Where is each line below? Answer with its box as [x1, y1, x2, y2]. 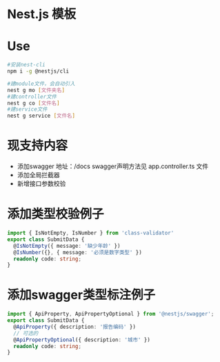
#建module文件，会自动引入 [7, 80, 76, 87]
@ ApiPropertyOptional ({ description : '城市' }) [13, 336, 150, 343]
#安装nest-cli [7, 62, 46, 69]
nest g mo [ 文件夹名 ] [7, 87, 66, 93]
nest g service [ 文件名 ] [7, 112, 76, 120]
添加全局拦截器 [17, 171, 60, 179]
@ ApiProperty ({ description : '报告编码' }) [13, 323, 137, 330]
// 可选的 [13, 329, 39, 336]
